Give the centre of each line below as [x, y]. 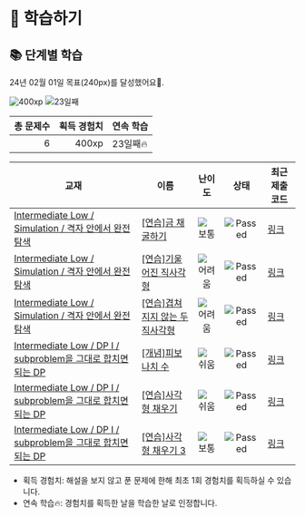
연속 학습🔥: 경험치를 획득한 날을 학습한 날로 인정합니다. [120, 503]
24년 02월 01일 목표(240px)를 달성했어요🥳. [87, 82]
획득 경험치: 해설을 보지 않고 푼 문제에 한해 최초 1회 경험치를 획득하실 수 [148, 480]
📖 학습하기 [46, 19]
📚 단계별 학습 [46, 55]
